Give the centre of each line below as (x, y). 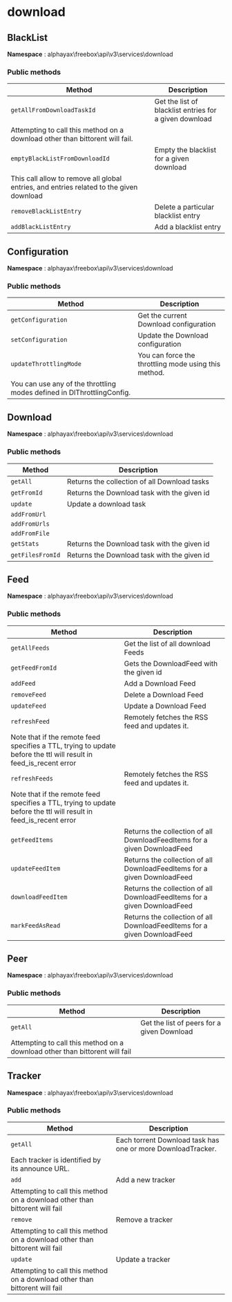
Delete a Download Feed (164, 695)
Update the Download (173, 336)
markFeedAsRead (36, 925)
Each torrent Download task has (167, 1140)
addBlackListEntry (41, 227)
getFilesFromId (36, 555)
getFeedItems (32, 840)
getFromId (27, 493)
